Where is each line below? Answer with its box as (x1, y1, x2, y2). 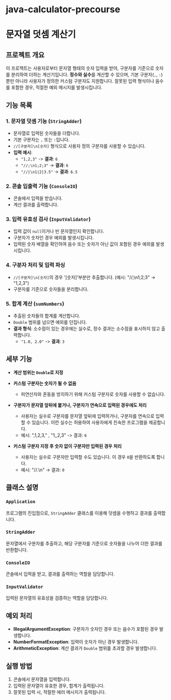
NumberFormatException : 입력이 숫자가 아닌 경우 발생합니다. (13, 639, 139, 645)
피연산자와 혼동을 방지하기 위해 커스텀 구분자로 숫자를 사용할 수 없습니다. (20, 391, 165, 397)
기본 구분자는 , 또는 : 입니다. (13, 136, 70, 142)
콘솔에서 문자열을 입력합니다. (13, 676, 71, 683)
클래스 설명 (6, 483, 39, 492)
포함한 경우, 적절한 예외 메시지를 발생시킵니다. (11, 85, 103, 91)
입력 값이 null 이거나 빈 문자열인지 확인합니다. (13, 228, 105, 234)
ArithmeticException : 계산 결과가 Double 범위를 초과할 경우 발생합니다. (13, 645, 158, 651)
